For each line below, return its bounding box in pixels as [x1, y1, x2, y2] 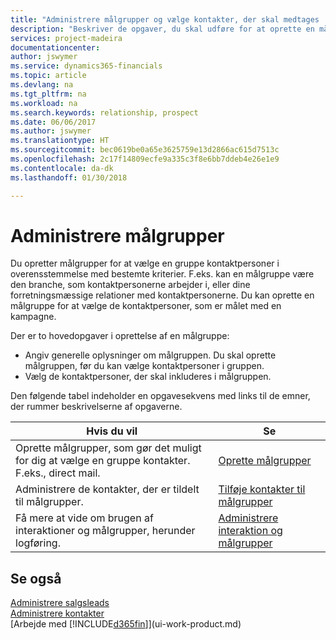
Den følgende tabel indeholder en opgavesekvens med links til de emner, [10, 390, 311, 402]
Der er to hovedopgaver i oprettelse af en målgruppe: [10, 330, 230, 342]
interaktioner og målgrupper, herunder [15, 524, 196, 538]
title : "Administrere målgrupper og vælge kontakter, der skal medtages [10, 14, 320, 25]
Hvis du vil [86, 424, 138, 438]
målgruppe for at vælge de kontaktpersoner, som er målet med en [10, 300, 282, 312]
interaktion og [218, 524, 283, 538]
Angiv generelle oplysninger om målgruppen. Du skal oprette [24, 349, 277, 361]
